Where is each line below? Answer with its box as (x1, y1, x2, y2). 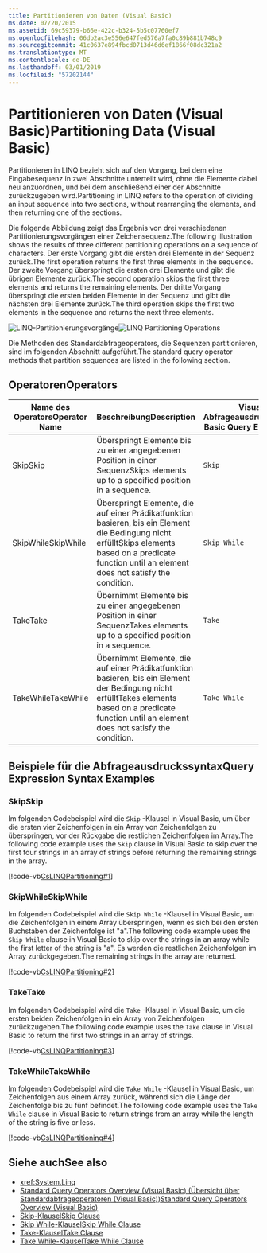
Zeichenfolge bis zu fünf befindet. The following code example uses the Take (8, 1100, 258, 1110)
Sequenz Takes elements (96, 620, 188, 631)
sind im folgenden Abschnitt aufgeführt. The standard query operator (8, 347, 233, 356)
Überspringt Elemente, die (96, 498, 195, 509)
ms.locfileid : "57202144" (8, 71, 94, 79)
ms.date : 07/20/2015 (8, 19, 77, 27)
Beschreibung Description (96, 411, 196, 422)
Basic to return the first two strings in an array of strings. (8, 1030, 194, 1040)
